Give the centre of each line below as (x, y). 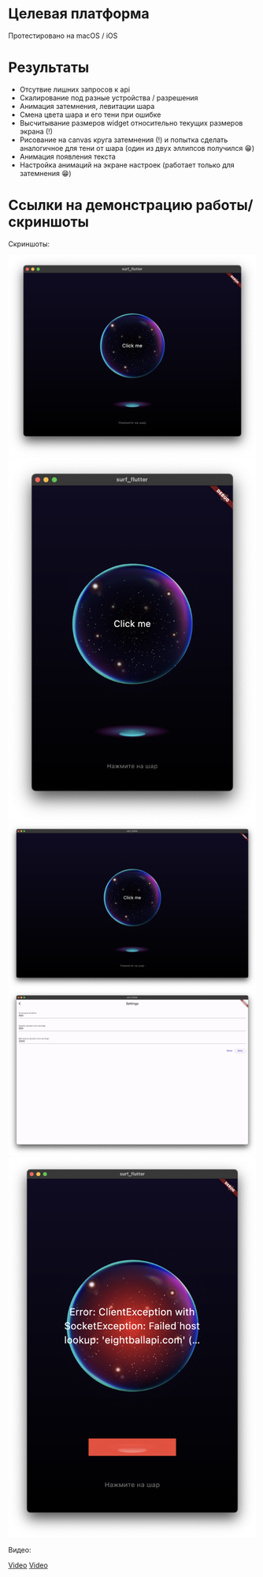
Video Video (28, 1565)
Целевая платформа (79, 14)
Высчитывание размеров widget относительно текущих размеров (131, 122)
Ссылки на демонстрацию (100, 205)
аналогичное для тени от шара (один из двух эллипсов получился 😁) (137, 148)
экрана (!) (36, 131)
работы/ (224, 205)
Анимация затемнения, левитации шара (87, 106)
